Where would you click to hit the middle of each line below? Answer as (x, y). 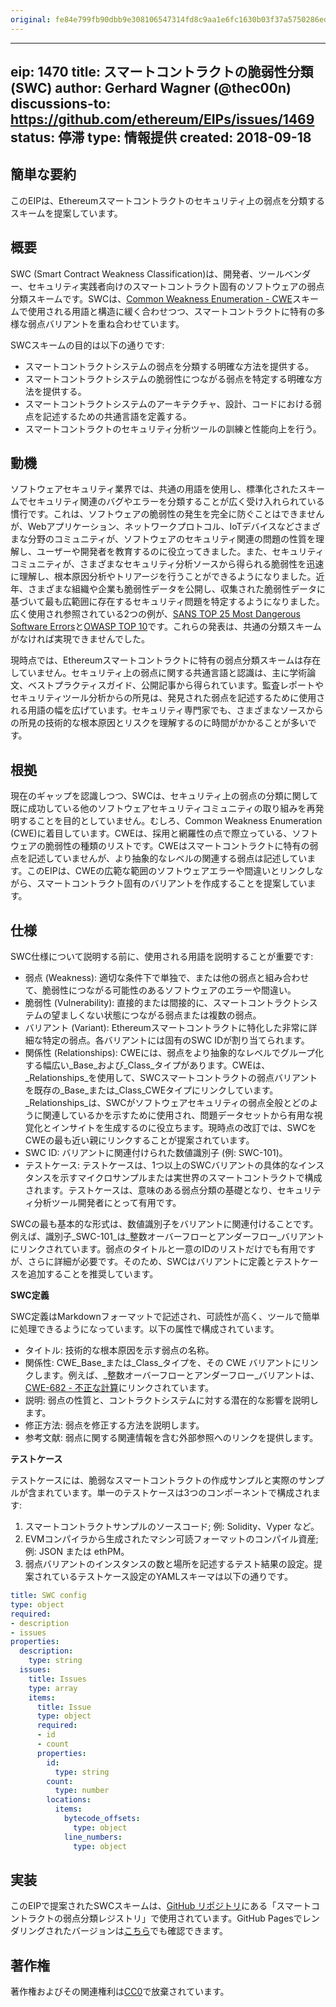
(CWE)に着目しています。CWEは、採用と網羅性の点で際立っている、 (151, 833)
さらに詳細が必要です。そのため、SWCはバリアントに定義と (151, 1262)
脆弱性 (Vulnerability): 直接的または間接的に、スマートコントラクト (162, 1003)
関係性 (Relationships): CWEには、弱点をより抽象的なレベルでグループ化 (174, 1053)
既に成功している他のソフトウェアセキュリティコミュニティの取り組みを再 (163, 808)
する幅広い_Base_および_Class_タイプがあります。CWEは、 (147, 1065)
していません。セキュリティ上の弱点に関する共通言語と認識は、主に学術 (159, 673)
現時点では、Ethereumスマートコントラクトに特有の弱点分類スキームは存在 (166, 660)
